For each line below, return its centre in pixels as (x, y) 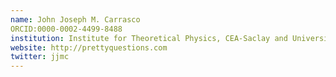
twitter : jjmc (40, 57)
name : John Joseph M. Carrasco (75, 19)
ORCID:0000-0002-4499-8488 (66, 29)
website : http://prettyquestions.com (89, 47)
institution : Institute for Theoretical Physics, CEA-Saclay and (149, 38)
